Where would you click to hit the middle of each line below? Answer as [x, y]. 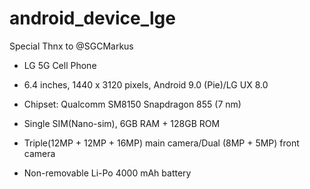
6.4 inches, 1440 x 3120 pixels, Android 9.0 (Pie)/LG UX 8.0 [146, 84]
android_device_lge [92, 18]
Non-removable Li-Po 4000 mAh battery [107, 173]
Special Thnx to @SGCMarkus [71, 46]
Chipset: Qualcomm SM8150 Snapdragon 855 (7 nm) [132, 104]
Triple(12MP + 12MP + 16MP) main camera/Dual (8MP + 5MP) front [161, 143]
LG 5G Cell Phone [60, 65]
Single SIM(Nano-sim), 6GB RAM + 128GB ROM [122, 123]
